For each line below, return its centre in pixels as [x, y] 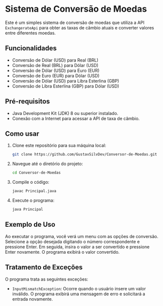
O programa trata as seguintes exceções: [47, 279]
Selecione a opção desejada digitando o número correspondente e [72, 241]
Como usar [22, 134]
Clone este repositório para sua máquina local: [59, 146]
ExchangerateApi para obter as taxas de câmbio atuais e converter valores [80, 27]
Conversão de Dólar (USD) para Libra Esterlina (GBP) [66, 81]
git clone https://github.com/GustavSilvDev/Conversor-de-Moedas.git [85, 154]
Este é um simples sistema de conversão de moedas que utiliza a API [75, 22]
